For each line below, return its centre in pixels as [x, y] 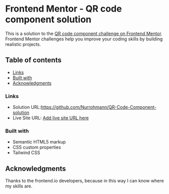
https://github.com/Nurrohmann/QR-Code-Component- [98, 107]
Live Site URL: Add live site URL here [51, 118]
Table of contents [33, 60]
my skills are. [19, 186]
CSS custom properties [37, 148]
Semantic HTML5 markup [39, 142]
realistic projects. [23, 44]
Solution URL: [27, 107]
